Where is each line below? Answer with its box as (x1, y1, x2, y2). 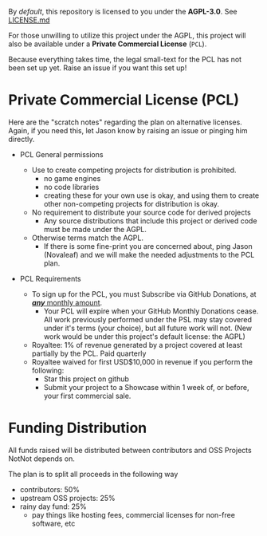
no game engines (43, 173, 101, 183)
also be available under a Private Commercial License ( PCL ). (8, 39, 207, 49)
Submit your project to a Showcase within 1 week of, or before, (43, 382, 249, 392)
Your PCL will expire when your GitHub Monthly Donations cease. (43, 306, 259, 316)
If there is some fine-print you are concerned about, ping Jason (43, 241, 253, 250)
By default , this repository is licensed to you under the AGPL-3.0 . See (8, 7, 238, 16)
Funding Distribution (8, 419, 147, 437)
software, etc (31, 518, 76, 528)
